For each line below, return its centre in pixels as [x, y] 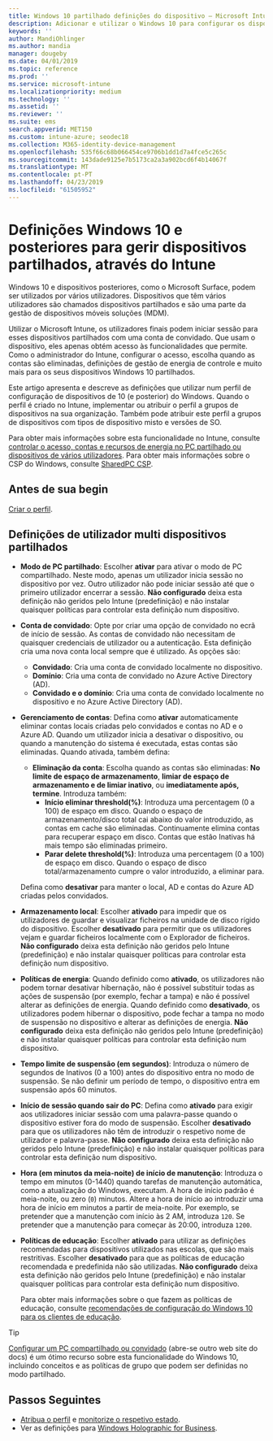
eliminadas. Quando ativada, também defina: [95, 752]
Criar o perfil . [30, 509]
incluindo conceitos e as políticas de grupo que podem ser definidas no [128, 1365]
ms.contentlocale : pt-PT [50, 175]
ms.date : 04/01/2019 [43, 62]
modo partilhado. [37, 1374]
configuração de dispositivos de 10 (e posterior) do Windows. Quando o [129, 396]
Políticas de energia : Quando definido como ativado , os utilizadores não [142, 979]
